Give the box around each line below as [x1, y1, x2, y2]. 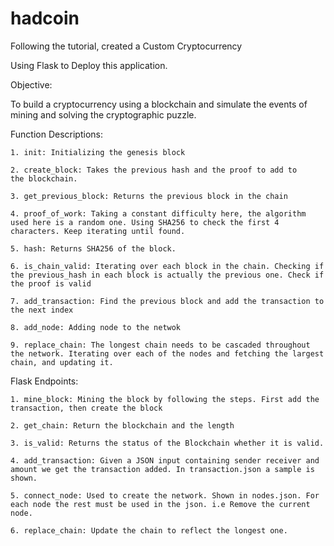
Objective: [10, 78, 53, 91]
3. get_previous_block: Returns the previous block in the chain [10, 191, 288, 201]
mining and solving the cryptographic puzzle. [10, 108, 197, 121]
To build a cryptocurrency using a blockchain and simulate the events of [10, 98, 308, 110]
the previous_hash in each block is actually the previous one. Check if [10, 270, 325, 280]
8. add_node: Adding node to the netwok [10, 322, 182, 332]
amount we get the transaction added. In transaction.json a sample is [10, 464, 315, 474]
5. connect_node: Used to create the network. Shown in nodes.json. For [10, 490, 320, 501]
